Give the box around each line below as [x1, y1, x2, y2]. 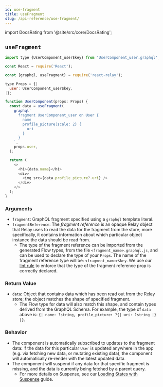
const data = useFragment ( [9, 104, 64, 109]
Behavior [5, 329, 27, 336]
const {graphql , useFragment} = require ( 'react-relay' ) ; [5, 72, 123, 78]
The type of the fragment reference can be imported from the [19, 242, 143, 248]
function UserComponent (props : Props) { [5, 99, 89, 104]
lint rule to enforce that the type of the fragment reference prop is [19, 263, 151, 269]
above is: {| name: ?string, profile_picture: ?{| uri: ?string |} [19, 312, 157, 318]
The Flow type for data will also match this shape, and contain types [19, 302, 157, 307]
